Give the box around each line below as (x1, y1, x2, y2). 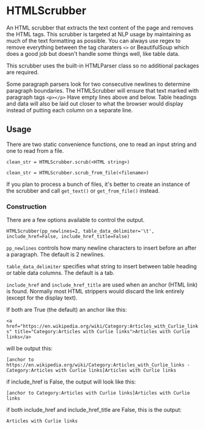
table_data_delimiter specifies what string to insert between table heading (6, 263, 197, 270)
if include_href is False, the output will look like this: (6, 378, 136, 385)
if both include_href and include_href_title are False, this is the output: (6, 406, 182, 414)
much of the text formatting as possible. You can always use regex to (6, 37, 181, 44)
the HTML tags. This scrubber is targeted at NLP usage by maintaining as (6, 30, 192, 37)
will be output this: (6, 345, 53, 352)
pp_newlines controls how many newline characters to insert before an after (6, 244, 197, 252)
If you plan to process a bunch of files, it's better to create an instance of (6, 180, 190, 188)
